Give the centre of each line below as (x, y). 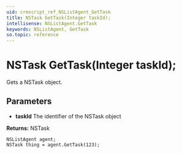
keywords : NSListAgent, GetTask (47, 29)
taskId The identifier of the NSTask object (68, 116)
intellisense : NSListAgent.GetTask (52, 23)
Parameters (29, 102)
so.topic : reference (33, 35)
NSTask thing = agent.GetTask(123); (53, 145)
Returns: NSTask (28, 128)
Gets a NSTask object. (34, 82)
